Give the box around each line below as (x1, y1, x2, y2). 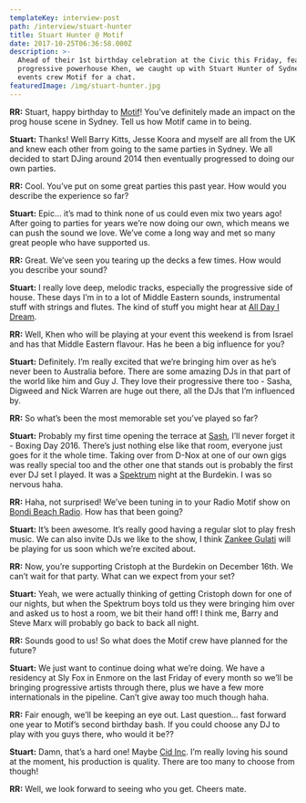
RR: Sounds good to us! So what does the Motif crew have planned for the (9, 635, 289, 646)
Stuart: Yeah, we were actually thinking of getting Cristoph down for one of (9, 588, 292, 599)
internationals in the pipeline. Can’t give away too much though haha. (9, 691, 270, 703)
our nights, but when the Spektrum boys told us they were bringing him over (9, 598, 296, 609)
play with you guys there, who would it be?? (9, 728, 175, 739)
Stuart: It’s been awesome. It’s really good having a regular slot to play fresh (9, 524, 296, 535)
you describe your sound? (9, 264, 107, 275)
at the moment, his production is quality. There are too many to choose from (9, 756, 295, 766)
